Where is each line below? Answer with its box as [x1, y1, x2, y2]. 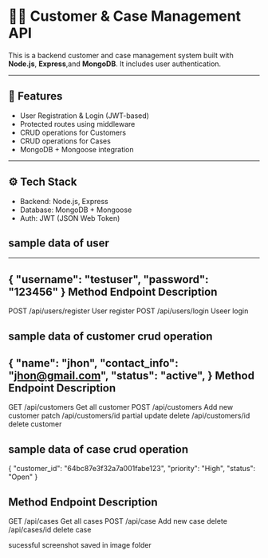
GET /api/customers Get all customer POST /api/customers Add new [8, 403, 234, 412]
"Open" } [8, 472, 38, 481]
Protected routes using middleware [19, 119, 136, 128]
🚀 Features [8, 89, 63, 103]
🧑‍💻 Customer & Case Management [8, 7, 242, 26]
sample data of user [8, 236, 110, 250]
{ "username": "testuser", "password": [8, 273, 209, 286]
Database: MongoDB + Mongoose [19, 205, 132, 214]
